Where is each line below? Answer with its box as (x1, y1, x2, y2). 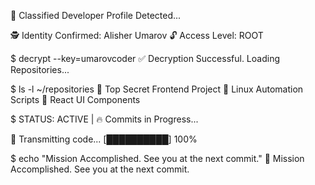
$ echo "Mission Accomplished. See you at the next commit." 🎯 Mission (10, 153, 305, 164)
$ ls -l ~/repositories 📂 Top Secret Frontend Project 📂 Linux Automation (10, 83, 304, 95)
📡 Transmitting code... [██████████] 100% (10, 133, 198, 145)
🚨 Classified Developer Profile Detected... (10, 10, 182, 21)
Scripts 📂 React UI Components (10, 94, 141, 105)
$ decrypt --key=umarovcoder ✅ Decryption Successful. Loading (10, 53, 281, 64)
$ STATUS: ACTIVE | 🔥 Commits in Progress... (10, 113, 199, 125)
